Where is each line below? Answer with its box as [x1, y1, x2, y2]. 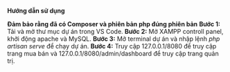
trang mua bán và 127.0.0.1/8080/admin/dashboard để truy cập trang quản [7, 49, 220, 57]
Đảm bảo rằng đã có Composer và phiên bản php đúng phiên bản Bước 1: [7, 20, 220, 28]
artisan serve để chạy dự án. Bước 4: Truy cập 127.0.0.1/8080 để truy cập [7, 42, 217, 50]
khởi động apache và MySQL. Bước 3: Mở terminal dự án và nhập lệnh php [7, 35, 220, 43]
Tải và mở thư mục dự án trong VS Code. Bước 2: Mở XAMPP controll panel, [7, 28, 224, 35]
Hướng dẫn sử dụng [7, 7, 65, 15]
